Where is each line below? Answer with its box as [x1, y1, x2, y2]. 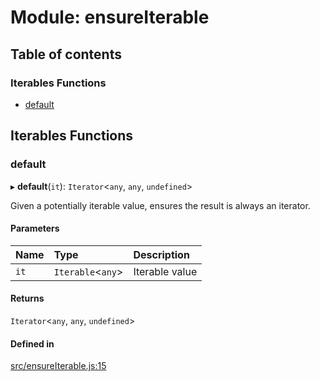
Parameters [10, 222, 60, 235]
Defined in [10, 337, 55, 350]
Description [133, 247, 190, 261]
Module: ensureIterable [10, 6, 210, 29]
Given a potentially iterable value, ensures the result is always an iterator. [10, 199, 311, 211]
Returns [10, 292, 45, 305]
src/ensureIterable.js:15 [10, 360, 107, 372]
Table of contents [10, 46, 122, 63]
